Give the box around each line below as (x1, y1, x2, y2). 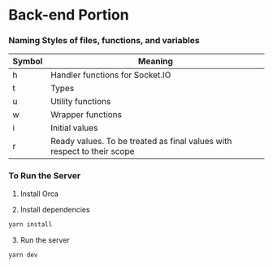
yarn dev (8, 251, 38, 259)
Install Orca (19, 189, 59, 199)
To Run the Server (8, 170, 81, 182)
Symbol (12, 55, 43, 67)
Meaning (137, 55, 173, 67)
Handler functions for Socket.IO (50, 69, 171, 81)
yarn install (8, 220, 53, 229)
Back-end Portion (8, 6, 129, 24)
